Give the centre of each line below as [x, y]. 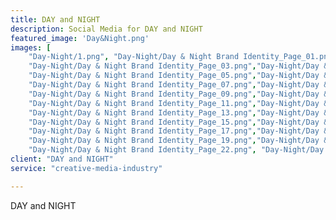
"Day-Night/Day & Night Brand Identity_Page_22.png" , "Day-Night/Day [176, 150]
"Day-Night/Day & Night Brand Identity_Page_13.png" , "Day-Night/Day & [178, 112]
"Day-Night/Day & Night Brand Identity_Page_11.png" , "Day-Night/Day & [178, 103]
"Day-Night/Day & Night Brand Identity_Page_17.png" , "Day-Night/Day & [178, 131]
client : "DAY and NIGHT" [62, 159]
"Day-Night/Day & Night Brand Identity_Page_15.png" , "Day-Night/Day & [178, 122]
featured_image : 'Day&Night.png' [80, 38]
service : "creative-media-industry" [86, 168]
